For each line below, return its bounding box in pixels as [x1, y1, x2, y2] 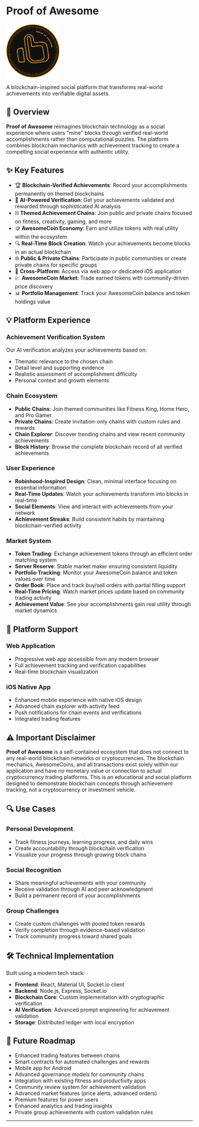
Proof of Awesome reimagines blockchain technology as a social [6, 123, 165, 130]
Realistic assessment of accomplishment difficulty [14, 371, 137, 378]
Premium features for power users [14, 1096, 99, 1103]
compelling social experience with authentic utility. [6, 148, 130, 155]
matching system [14, 556, 57, 563]
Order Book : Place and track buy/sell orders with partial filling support [14, 582, 186, 589]
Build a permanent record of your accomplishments [14, 892, 141, 899]
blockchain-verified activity [14, 521, 82, 529]
